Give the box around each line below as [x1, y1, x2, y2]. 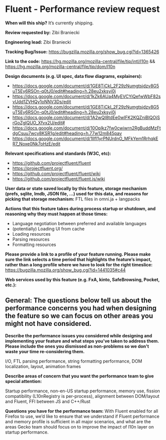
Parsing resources [12, 236, 50, 242]
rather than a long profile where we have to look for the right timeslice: [5, 261, 153, 267]
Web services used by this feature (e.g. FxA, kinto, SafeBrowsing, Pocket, [5, 276, 160, 282]
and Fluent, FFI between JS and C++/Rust [5, 398, 90, 404]
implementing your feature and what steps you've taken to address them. [5, 338, 159, 344]
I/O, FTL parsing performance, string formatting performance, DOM [5, 358, 142, 364]
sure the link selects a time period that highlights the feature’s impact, [5, 256, 152, 262]
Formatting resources [12, 242, 56, 248]
